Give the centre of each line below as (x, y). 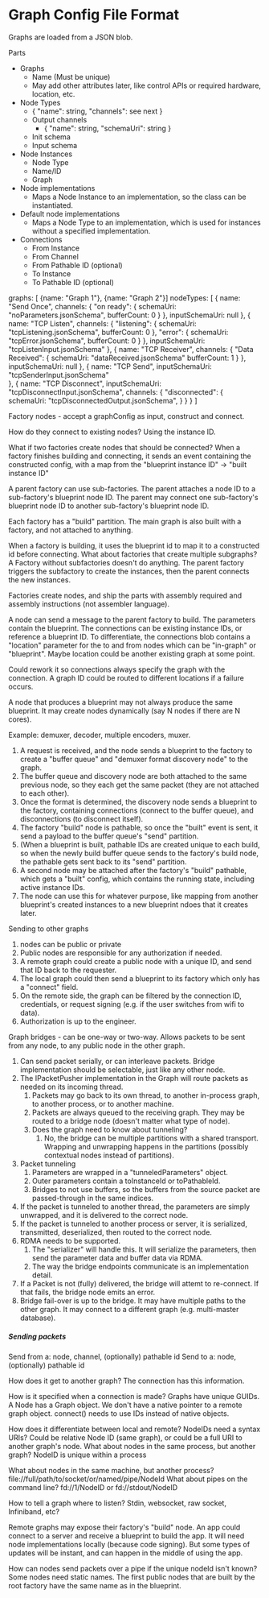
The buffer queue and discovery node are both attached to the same (133, 776)
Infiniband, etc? (34, 1511)
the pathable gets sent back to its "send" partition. (103, 861)
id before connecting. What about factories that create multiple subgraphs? (133, 554)
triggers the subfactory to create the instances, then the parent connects (129, 571)
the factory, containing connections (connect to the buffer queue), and (137, 810)
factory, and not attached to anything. (71, 530)
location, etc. (53, 93)
